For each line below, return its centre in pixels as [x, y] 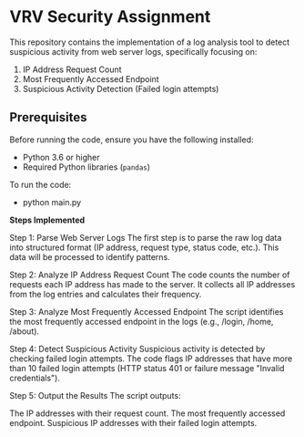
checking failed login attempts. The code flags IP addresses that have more [151, 359]
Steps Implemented [47, 220]
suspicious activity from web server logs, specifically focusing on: [133, 51]
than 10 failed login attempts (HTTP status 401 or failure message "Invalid [147, 368]
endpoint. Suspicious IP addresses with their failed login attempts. [133, 422]
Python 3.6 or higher [61, 157]
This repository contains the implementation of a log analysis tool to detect [150, 42]
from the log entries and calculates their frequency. [106, 294]
